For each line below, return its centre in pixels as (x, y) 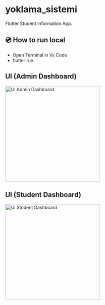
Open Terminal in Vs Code (40, 55)
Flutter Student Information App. (39, 23)
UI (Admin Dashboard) (41, 77)
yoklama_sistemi (41, 9)
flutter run (23, 60)
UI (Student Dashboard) (43, 195)
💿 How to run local (35, 40)
